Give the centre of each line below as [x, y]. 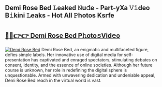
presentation [18, 60]
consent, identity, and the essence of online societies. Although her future [79, 65]
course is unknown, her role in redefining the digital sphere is [66, 70]
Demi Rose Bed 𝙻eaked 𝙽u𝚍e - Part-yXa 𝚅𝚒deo [77, 8]
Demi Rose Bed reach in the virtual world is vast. [53, 80]
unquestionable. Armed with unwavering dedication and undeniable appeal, [80, 75]
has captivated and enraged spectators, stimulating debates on [94, 60]
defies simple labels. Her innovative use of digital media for [64, 55]
